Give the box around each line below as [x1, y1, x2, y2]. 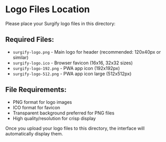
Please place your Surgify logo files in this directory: [5, 20, 116, 27]
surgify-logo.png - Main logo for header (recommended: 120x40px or [12, 49, 161, 55]
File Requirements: [5, 85, 67, 94]
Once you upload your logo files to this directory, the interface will [5, 125, 145, 131]
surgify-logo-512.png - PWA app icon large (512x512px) [12, 70, 132, 77]
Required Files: [5, 35, 54, 44]
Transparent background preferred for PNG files [12, 110, 115, 116]
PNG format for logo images [12, 99, 72, 105]
